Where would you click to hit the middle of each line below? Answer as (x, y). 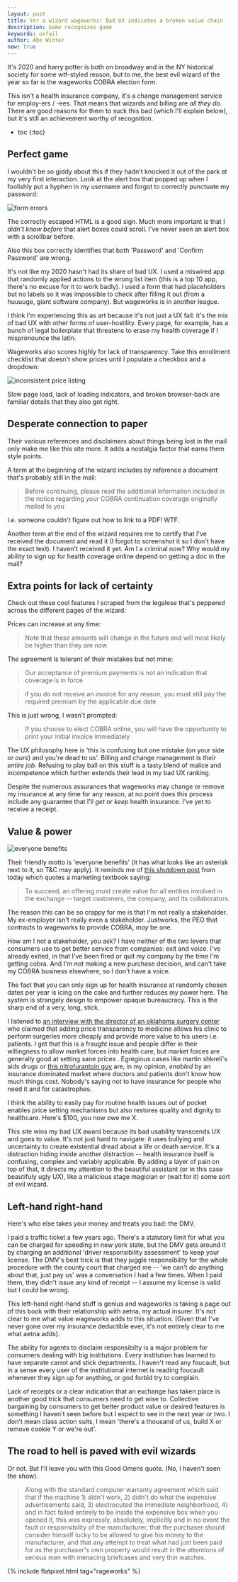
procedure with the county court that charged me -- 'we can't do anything (116, 1267)
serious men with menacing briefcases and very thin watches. (115, 1557)
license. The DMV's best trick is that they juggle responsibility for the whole (118, 1260)
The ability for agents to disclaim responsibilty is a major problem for (107, 1347)
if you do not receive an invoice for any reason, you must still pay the (125, 694)
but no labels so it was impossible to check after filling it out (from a (106, 294)
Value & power (40, 831)
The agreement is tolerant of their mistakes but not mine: (90, 659)
